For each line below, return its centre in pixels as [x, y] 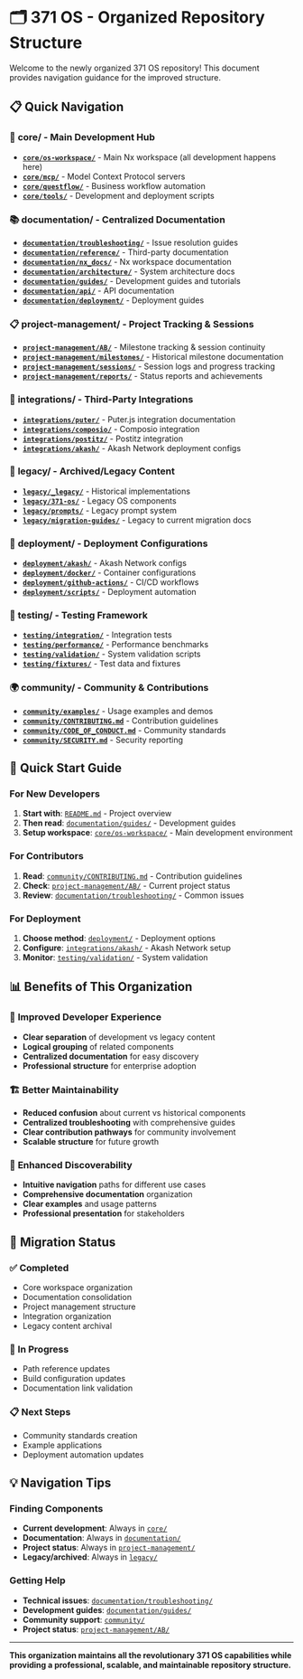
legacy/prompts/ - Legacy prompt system [100, 510]
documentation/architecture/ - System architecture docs [129, 271]
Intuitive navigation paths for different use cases [114, 1184]
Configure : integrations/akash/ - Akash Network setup [127, 948]
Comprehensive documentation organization [107, 1194]
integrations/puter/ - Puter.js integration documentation [129, 419]
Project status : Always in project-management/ [109, 1548]
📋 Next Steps [40, 1412]
